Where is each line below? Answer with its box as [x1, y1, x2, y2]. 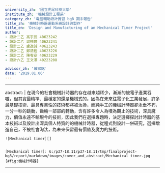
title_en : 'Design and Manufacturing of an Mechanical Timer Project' [5, 26, 153, 30]
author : [5, 30, 21, 35]
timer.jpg [130, 153, 151, 158]
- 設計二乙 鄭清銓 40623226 [5, 48, 57, 53]
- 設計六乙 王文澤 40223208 [5, 58, 57, 62]
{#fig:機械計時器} [5, 159, 39, 164]
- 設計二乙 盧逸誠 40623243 [5, 44, 57, 49]
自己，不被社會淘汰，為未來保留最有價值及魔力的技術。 [9, 126, 121, 132]
